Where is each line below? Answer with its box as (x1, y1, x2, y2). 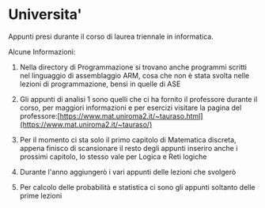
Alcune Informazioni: (8, 47, 76, 56)
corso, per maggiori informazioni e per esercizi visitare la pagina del (19, 103, 242, 112)
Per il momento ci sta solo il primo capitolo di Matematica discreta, (19, 134, 237, 144)
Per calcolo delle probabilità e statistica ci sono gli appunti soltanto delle (19, 182, 256, 191)
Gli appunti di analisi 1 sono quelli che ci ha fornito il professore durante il (19, 94, 258, 104)
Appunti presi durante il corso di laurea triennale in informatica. (8, 32, 214, 41)
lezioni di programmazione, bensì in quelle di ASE (19, 79, 181, 89)
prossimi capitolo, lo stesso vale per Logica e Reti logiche (19, 152, 207, 161)
